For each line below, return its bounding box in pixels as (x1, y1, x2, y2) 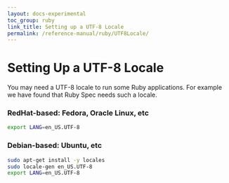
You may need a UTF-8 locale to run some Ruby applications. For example (7, 83, 223, 92)
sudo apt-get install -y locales (7, 156, 105, 163)
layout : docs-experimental (7, 10, 86, 18)
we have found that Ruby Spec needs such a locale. (7, 90, 157, 99)
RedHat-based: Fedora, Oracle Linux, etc (7, 108, 150, 118)
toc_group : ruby (7, 17, 55, 24)
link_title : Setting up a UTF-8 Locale (7, 23, 124, 30)
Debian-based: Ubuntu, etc (7, 141, 103, 151)
